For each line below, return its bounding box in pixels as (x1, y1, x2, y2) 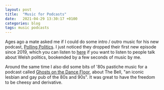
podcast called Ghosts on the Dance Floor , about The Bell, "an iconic (5, 69, 144, 75)
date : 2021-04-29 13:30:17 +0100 (5, 16, 78, 21)
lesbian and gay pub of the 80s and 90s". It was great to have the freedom (5, 74, 155, 80)
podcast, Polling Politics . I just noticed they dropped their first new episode (5, 44, 157, 50)
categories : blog (5, 21, 41, 26)
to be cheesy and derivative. (5, 79, 63, 86)
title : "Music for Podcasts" (5, 12, 67, 17)
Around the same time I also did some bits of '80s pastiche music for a (5, 64, 148, 70)
